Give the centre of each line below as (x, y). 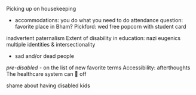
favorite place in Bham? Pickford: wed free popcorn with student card (100, 27)
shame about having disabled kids (48, 85)
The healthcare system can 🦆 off (46, 74)
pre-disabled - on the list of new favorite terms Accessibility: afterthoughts (98, 68)
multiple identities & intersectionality (51, 45)
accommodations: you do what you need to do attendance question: (99, 20)
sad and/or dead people (45, 56)
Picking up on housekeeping (41, 9)
